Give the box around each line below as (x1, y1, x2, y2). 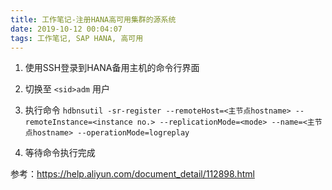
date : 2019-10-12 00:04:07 (10, 24, 123, 34)
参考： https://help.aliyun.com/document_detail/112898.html (10, 168, 255, 180)
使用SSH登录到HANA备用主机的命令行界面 (24, 62, 200, 74)
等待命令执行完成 (24, 147, 96, 159)
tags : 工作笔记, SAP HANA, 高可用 (10, 33, 144, 43)
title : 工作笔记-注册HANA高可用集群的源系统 (10, 14, 177, 25)
